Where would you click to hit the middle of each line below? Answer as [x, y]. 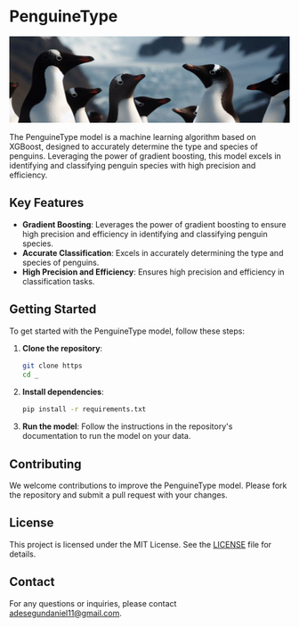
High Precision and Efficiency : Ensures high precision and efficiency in [153, 272]
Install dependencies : [63, 392]
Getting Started [53, 309]
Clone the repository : [62, 348]
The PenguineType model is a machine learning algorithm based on [133, 136]
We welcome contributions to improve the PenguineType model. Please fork [148, 486]
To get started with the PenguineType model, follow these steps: [127, 331]
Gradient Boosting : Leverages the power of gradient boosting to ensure [154, 224]
